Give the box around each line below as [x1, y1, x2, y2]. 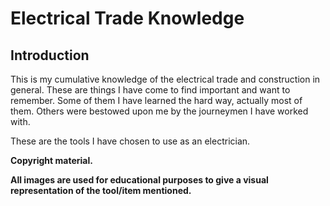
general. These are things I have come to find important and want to [10, 84, 291, 96]
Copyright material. [10, 155, 93, 166]
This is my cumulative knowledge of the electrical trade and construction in [10, 73, 321, 85]
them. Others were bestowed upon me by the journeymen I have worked [10, 105, 309, 117]
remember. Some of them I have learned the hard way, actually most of [10, 95, 303, 106]
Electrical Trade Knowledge [10, 7, 245, 30]
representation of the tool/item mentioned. [10, 185, 192, 196]
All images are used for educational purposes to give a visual [10, 174, 269, 186]
